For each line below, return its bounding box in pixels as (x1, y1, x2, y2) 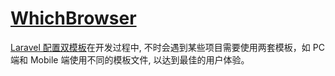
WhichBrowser (10, 7, 137, 30)
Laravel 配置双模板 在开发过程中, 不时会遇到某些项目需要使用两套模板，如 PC (10, 41, 325, 53)
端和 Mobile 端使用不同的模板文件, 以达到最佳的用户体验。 (10, 53, 250, 66)
